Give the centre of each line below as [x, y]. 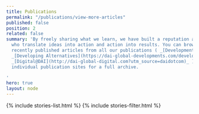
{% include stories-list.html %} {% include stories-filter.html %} [84, 105]
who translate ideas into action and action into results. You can [97, 45]
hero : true [20, 83]
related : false [25, 34]
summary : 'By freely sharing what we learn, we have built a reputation [98, 39]
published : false [28, 23]
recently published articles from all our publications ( [85, 50]
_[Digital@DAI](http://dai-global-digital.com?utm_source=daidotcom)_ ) [103, 61]
